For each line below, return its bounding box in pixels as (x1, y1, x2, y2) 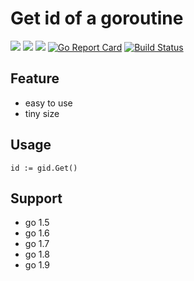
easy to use (24, 97, 73, 109)
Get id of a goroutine (10, 7, 184, 30)
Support (10, 190, 63, 207)
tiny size (24, 107, 60, 119)
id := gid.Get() (10, 163, 78, 173)
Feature (10, 70, 60, 87)
